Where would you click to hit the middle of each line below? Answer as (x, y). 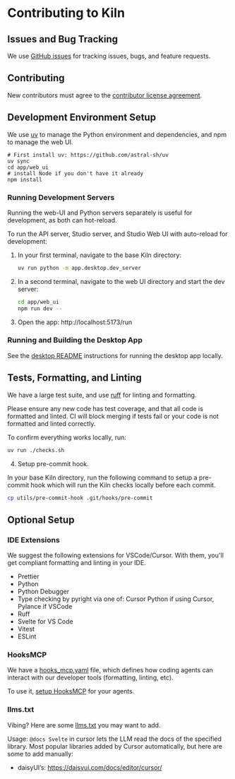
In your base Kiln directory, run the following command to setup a (102, 477)
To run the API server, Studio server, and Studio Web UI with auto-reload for (117, 234)
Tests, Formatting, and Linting (75, 378)
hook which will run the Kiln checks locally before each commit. (123, 484)
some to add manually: (41, 754)
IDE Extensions (34, 540)
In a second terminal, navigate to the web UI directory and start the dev (121, 281)
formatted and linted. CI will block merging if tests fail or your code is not (113, 416)
